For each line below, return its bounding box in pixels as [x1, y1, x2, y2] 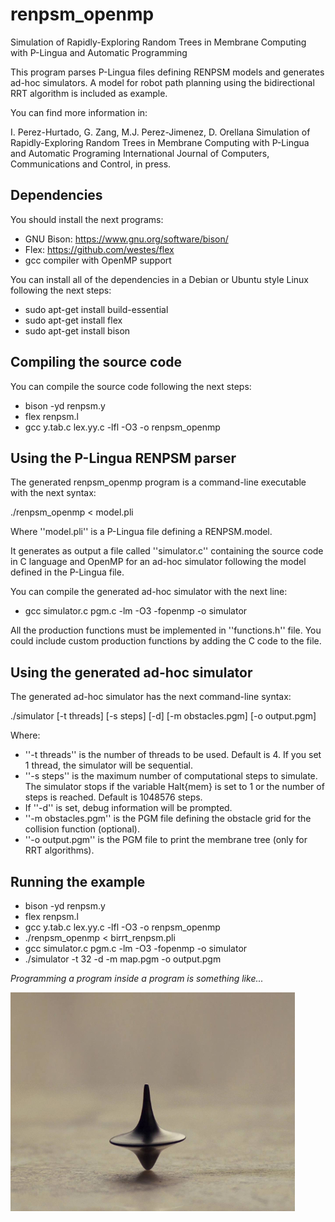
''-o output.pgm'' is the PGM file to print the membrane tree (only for [24, 834, 308, 846]
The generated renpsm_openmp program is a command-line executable [10, 476, 307, 488]
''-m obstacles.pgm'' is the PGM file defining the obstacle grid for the [24, 813, 312, 825]
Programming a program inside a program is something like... [10, 973, 264, 984]
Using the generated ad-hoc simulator [10, 664, 253, 681]
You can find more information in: [10, 106, 148, 118]
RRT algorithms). [24, 844, 95, 857]
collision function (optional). [24, 823, 140, 835]
